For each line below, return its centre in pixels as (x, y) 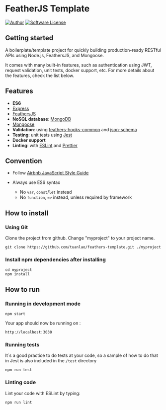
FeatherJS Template (47, 9)
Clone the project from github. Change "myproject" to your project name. (80, 238)
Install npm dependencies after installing (55, 259)
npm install (17, 274)
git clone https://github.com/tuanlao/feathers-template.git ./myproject (83, 247)
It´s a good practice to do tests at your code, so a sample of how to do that (82, 355)
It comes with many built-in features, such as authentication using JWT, (79, 65)
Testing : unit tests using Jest (42, 135)
